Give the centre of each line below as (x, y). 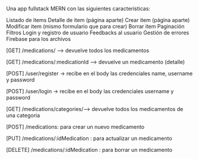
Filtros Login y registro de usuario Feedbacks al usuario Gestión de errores (98, 33)
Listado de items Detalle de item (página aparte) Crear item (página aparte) (98, 20)
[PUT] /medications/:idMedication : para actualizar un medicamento (89, 138)
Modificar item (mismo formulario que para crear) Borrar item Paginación (95, 26)
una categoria (23, 115)
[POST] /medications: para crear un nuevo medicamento (75, 127)
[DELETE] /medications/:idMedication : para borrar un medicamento (89, 150)
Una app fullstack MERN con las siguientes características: (78, 9)
